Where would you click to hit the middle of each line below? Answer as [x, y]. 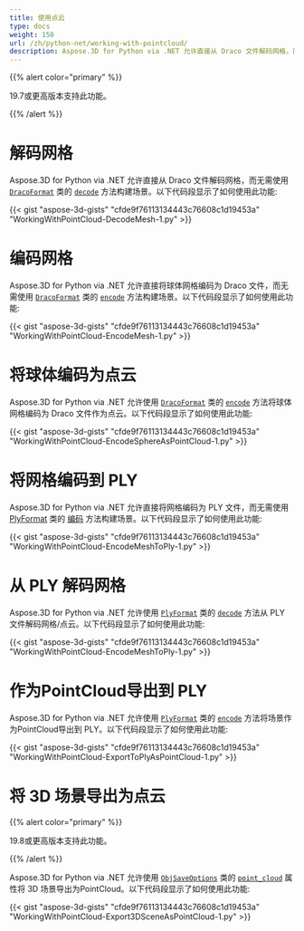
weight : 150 [32, 34]
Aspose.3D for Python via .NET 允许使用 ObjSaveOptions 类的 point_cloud [146, 877]
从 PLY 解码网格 [68, 586]
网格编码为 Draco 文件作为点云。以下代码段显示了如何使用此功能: [131, 413]
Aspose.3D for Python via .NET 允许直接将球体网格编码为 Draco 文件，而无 [149, 285]
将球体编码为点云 [73, 375]
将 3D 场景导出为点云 [87, 796]
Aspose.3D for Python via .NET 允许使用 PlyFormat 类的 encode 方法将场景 [147, 717]
